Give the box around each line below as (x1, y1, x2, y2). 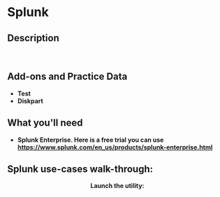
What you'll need (7, 117, 83, 129)
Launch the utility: (90, 182, 145, 190)
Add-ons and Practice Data (7, 71, 128, 82)
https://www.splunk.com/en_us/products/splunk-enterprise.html (17, 143, 213, 151)
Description (7, 32, 59, 44)
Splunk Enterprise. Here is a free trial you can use (17, 136, 164, 144)
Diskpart (17, 96, 43, 105)
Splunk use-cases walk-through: (7, 163, 154, 175)
